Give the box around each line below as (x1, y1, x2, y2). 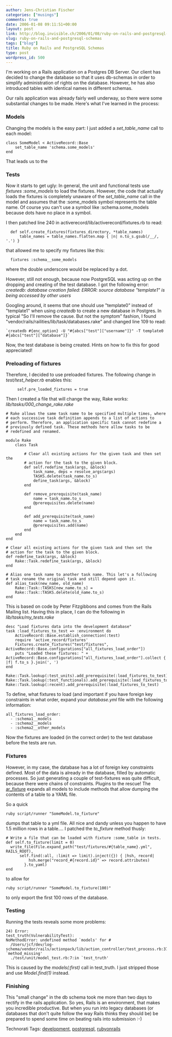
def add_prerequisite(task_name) (24, 514, 95, 519)
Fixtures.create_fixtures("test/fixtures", (15, 642, 109, 647)
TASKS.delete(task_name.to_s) (33, 474, 97, 479)
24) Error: (6, 928, 29, 934)
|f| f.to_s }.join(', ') (6, 660, 59, 665)
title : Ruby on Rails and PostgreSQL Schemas (6, 45, 104, 51)
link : (6, 31, 17, 36)
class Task (15, 442, 38, 447)
